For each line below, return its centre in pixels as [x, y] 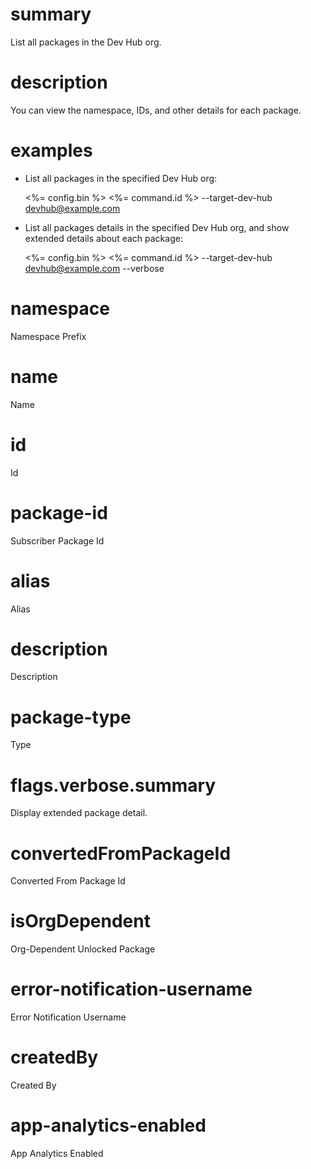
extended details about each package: [103, 238]
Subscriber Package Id [57, 540]
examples [51, 150]
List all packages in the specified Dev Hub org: [121, 178]
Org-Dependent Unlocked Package [83, 949]
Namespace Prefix [48, 336]
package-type [71, 717]
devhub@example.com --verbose [94, 268]
